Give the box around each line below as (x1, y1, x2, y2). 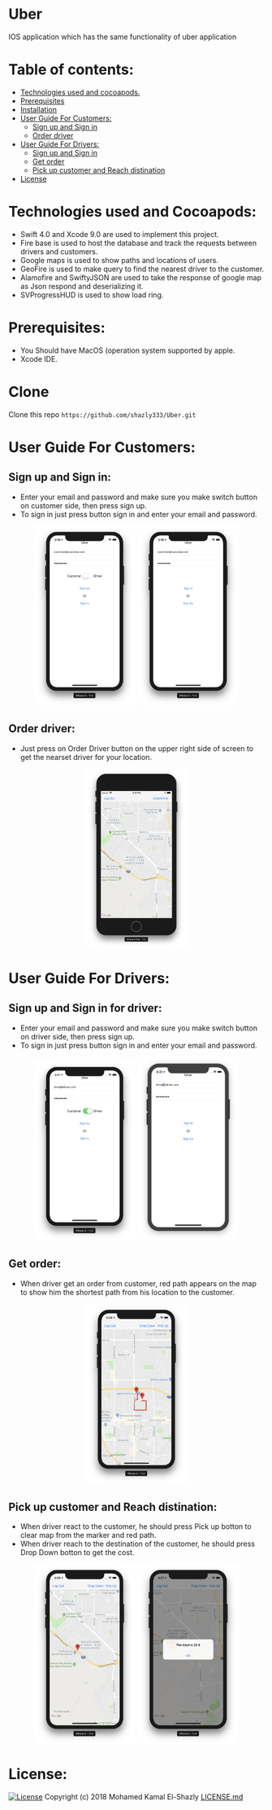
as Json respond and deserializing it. (19, 281, 144, 291)
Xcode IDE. (19, 354, 58, 363)
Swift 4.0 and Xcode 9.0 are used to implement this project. (19, 229, 219, 239)
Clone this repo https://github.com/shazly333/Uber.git (8, 409, 196, 420)
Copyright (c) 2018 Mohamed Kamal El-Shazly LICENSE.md (44, 1792, 244, 1802)
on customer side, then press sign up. (19, 500, 148, 510)
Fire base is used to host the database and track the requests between (19, 238, 257, 248)
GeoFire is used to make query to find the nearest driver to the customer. (19, 264, 265, 274)
